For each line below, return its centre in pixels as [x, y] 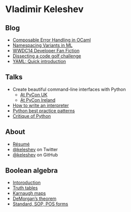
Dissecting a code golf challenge [47, 56]
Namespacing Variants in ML [42, 45]
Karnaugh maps [29, 193]
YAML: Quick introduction [39, 61]
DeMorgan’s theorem [34, 199]
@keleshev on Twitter [35, 149]
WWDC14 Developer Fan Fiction [46, 51]
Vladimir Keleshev [45, 9]
